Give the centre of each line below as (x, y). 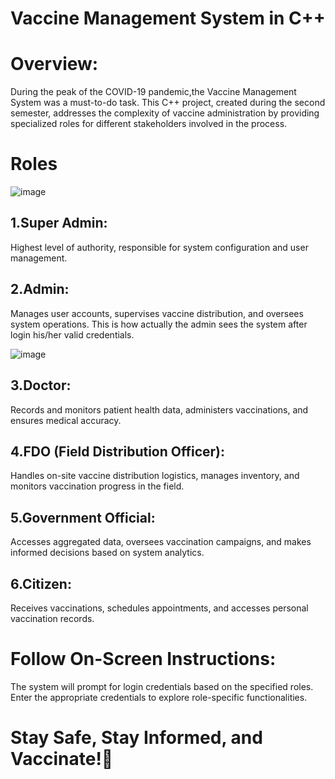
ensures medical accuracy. (66, 420)
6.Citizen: (41, 583)
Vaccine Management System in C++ (168, 18)
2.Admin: (40, 289)
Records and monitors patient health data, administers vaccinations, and (159, 409)
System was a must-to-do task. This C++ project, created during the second (168, 103)
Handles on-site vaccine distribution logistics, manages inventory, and (155, 476)
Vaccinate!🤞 (62, 759)
